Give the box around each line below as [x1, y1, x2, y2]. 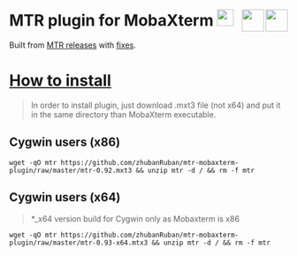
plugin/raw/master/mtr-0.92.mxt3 [9, 166, 133, 175]
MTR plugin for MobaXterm [9, 11, 214, 31]
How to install [9, 71, 112, 91]
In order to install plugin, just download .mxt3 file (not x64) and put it [30, 100, 281, 110]
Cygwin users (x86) [9, 135, 121, 150]
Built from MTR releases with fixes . [9, 40, 137, 50]
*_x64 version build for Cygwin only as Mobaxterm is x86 [30, 213, 240, 224]
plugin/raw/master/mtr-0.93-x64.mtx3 [9, 238, 148, 247]
